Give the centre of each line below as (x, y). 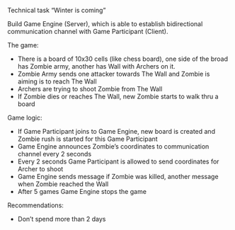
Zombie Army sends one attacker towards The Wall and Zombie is (114, 74)
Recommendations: (35, 205)
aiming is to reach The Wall (57, 81)
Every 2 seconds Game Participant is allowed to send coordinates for (118, 161)
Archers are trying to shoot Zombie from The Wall (90, 89)
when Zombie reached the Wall (63, 184)
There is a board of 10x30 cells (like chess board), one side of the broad (123, 59)
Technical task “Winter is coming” (57, 10)
